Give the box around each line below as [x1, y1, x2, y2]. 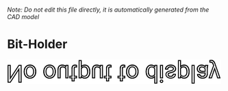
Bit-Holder [7, 36, 68, 52]
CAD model [7, 12, 40, 20]
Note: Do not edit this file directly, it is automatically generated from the [7, 5, 210, 14]
